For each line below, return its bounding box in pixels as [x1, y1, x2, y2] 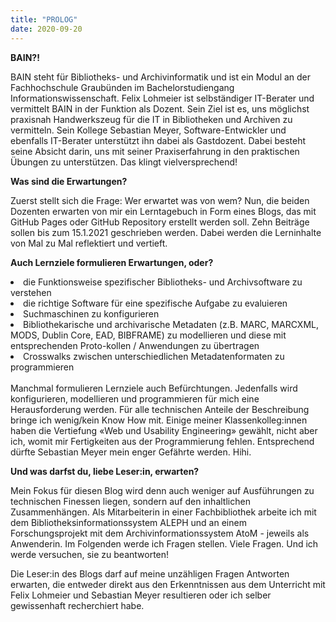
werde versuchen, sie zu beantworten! [10, 548, 170, 560]
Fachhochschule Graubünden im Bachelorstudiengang [10, 81, 235, 93]
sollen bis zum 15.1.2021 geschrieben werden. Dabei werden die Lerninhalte [10, 226, 322, 238]
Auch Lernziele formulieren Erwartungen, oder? [10, 256, 214, 268]
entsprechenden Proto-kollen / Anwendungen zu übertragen [10, 339, 260, 351]
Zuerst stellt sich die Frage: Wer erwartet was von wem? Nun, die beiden [10, 194, 310, 206]
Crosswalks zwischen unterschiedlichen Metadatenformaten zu [23, 350, 285, 362]
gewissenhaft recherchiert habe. [10, 599, 145, 611]
